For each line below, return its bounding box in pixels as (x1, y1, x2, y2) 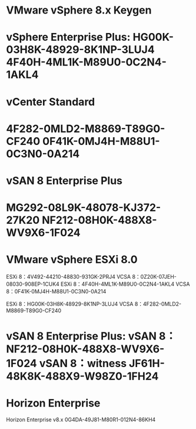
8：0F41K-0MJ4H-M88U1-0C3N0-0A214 (6, 288, 107, 295)
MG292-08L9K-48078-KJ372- (6, 201, 161, 214)
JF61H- (128, 357, 165, 370)
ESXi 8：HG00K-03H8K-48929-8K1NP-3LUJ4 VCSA (6, 301, 134, 308)
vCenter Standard (6, 95, 95, 108)
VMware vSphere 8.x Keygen (6, 4, 152, 17)
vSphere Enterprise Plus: (6, 31, 131, 44)
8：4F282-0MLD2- (134, 301, 182, 308)
